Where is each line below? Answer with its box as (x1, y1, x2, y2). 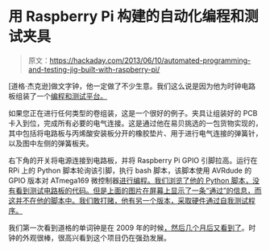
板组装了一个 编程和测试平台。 (8, 91, 107, 100)
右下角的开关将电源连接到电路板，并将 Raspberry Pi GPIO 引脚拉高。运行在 (8, 155, 258, 165)
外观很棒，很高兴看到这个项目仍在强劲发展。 (22, 232, 171, 242)
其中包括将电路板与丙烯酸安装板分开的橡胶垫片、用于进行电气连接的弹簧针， (8, 128, 263, 137)
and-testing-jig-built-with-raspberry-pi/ (27, 64, 160, 74)
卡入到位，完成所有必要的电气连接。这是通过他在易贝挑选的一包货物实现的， (8, 118, 263, 128)
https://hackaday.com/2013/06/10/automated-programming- (49, 55, 251, 65)
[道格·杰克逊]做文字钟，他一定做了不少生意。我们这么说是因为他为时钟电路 (8, 81, 256, 91)
